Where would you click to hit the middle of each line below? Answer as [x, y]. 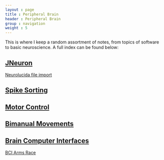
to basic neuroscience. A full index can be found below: [62, 47]
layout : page [20, 10]
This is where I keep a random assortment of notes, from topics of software [82, 42]
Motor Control [27, 107]
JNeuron [19, 63]
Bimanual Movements [39, 124]
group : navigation [25, 23]
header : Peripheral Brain [33, 19]
